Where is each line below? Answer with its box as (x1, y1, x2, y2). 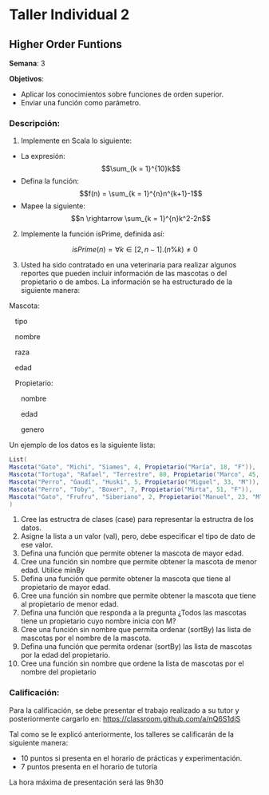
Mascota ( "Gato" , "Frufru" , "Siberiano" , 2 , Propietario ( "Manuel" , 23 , (9, 492, 249, 500)
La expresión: (20, 152, 66, 161)
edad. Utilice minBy (20, 565, 85, 575)
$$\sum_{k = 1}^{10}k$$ (101, 164, 181, 173)
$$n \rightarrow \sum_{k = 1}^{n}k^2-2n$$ (71, 214, 211, 223)
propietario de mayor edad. (20, 583, 111, 592)
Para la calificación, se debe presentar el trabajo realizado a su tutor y (9, 705, 239, 715)
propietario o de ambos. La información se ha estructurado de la (20, 277, 233, 287)
